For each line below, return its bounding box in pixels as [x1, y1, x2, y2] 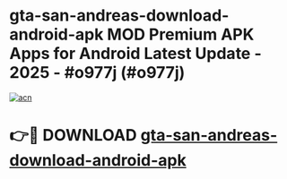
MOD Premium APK [107, 24, 255, 45]
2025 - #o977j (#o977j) [9, 63, 186, 83]
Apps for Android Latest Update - [9, 44, 262, 64]
